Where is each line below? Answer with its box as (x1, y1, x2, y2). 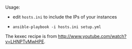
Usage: (5, 4, 20, 10)
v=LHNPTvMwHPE (5, 38, 45, 44)
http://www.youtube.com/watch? (58, 33, 127, 39)
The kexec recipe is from (5, 33, 57, 39)
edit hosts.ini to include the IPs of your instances (12, 14, 117, 19)
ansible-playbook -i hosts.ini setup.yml (12, 24, 101, 29)
